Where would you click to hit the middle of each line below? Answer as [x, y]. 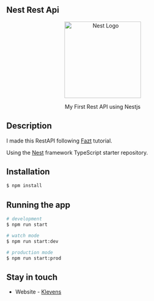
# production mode [30, 252]
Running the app [38, 205]
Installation [28, 172]
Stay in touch [32, 277]
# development [24, 219]
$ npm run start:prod [34, 258]
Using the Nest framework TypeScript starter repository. [77, 152]
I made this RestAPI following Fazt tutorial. [59, 141]
